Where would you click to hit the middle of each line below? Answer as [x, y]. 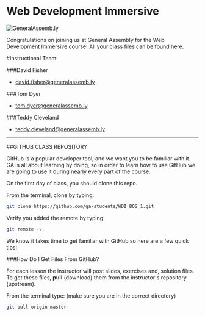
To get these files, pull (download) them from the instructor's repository [97, 277]
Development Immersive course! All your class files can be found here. [95, 46]
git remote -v [24, 229]
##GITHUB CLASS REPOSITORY [47, 146]
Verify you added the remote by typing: [56, 218]
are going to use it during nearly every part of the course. [78, 171]
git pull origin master [37, 307]
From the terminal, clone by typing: [50, 195]
